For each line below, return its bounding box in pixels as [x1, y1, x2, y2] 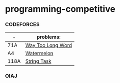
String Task [25, 58, 51, 65]
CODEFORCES [5, 21, 40, 28]
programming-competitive [5, 3, 116, 15]
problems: [36, 33, 61, 40]
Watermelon [25, 50, 54, 57]
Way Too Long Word [25, 42, 72, 49]
